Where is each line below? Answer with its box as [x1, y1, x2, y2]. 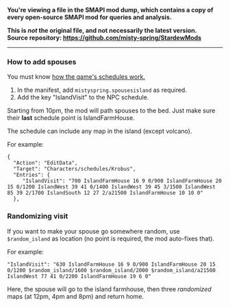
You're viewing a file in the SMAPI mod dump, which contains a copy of [7, 6, 214, 14]
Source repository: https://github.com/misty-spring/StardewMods [7, 34, 202, 42]
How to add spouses [7, 57, 77, 66]
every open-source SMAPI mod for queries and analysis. [7, 13, 172, 21]
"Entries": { [13, 171, 51, 179]
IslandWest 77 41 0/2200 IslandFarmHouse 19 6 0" [7, 273, 152, 280]
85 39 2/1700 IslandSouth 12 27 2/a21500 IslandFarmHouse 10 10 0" [7, 190, 204, 197]
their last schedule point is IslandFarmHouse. [7, 114, 135, 122]
